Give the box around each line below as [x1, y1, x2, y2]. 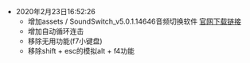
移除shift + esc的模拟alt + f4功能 [27, 46, 135, 55]
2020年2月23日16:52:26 [15, 7, 96, 16]
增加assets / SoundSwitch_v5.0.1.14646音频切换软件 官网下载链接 [27, 17, 241, 26]
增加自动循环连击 [27, 27, 84, 35]
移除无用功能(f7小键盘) [27, 36, 103, 46]
